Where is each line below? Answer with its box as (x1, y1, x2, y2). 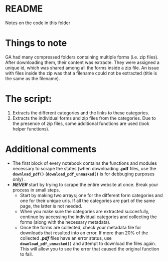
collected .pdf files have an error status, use (20, 235, 112, 241)
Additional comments (5, 144, 97, 155)
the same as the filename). (5, 75, 60, 81)
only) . (12, 176, 26, 182)
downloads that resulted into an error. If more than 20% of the (20, 230, 148, 236)
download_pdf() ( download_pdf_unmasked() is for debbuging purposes (12, 171, 154, 177)
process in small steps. (12, 187, 60, 193)
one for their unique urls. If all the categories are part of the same (20, 198, 155, 204)
